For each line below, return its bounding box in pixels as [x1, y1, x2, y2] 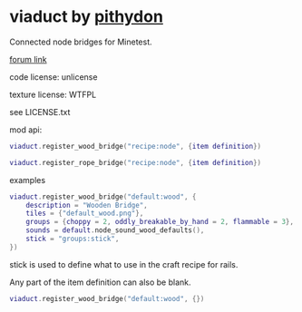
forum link [9, 54, 47, 64]
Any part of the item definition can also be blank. [9, 277, 191, 288]
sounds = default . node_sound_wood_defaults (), [25, 226, 205, 235]
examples [9, 174, 46, 185]
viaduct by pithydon [9, 6, 163, 27]
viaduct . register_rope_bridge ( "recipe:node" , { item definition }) [9, 158, 261, 167]
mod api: [9, 124, 43, 135]
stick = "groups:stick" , [25, 234, 120, 244]
